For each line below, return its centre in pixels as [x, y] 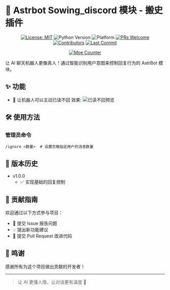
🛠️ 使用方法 [23, 117]
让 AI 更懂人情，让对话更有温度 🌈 [52, 282]
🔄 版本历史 [22, 163]
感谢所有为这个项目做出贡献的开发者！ [45, 266]
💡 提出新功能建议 [30, 230]
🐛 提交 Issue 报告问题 [35, 223]
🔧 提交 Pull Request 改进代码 [42, 236]
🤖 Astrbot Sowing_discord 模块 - [74, 10]
